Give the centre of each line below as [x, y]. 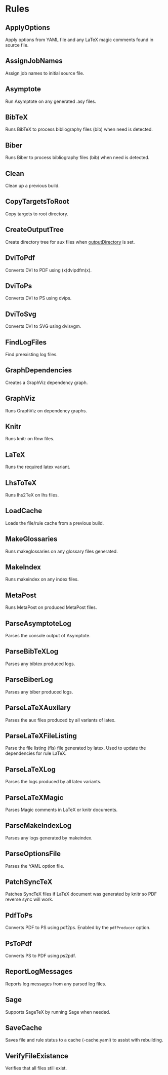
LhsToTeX [21, 483]
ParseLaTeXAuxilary [38, 708]
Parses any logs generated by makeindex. [49, 838]
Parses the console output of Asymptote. [48, 636]
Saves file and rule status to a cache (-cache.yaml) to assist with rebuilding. [84, 1040]
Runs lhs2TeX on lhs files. [32, 495]
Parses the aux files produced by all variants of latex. [60, 720]
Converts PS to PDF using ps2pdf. [41, 956]
